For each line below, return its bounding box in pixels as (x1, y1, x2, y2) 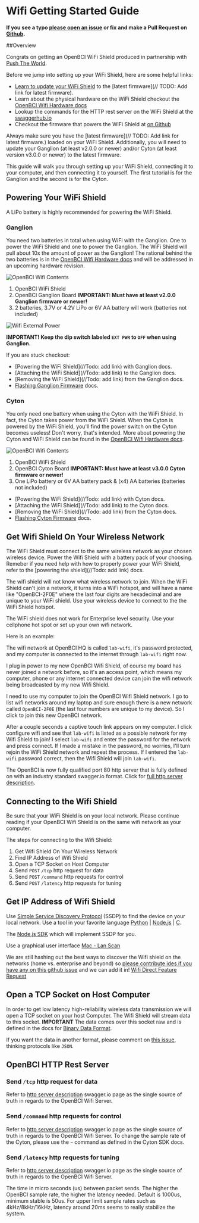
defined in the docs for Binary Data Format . (6, 1024, 112, 1031)
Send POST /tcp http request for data (14, 866, 104, 873)
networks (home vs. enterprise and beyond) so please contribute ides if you (6, 960, 192, 967)
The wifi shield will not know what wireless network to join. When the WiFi (6, 578, 187, 585)
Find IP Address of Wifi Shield (14, 854, 88, 861)
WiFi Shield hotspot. (6, 603, 55, 611)
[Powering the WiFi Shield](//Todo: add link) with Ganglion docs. (14, 363, 172, 370)
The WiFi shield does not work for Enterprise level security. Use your (6, 615, 175, 622)
